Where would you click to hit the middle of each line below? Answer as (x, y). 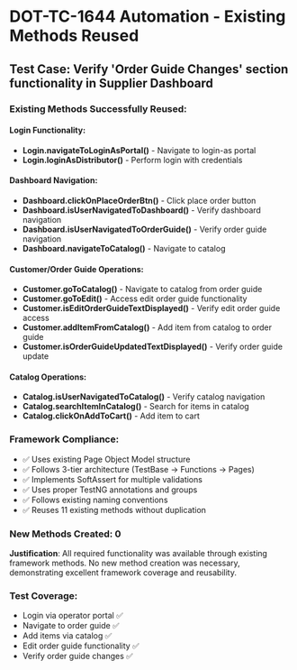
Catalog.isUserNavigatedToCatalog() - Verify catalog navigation (144, 397)
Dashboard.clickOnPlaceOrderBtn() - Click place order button (139, 200)
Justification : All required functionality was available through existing (139, 553)
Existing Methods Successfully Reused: (98, 108)
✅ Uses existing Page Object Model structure (106, 459)
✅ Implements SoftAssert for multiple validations (112, 479)
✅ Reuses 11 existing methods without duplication (114, 509)
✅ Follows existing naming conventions (95, 500)
